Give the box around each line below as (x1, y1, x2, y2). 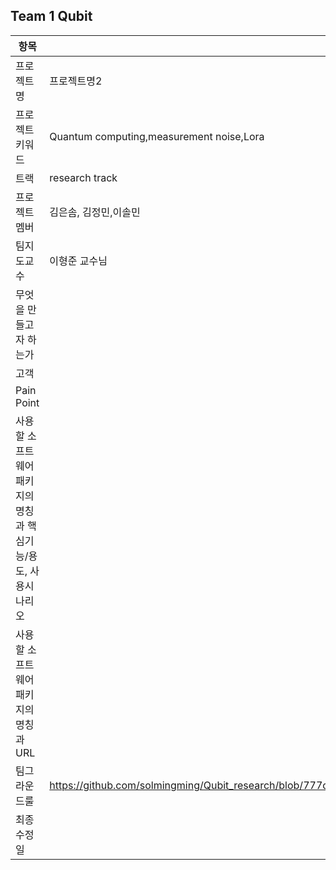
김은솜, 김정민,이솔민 (49, 205, 141, 219)
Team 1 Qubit (10, 8, 93, 25)
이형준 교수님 (49, 254, 108, 268)
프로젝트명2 (49, 74, 103, 88)
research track (49, 170, 118, 184)
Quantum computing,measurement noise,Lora (49, 129, 265, 143)
